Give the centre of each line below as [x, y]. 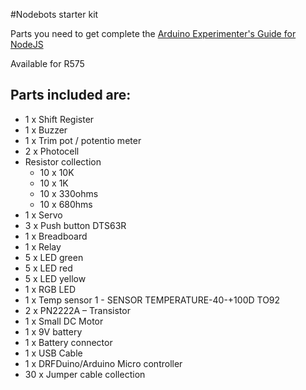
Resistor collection [63, 161]
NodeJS [27, 44]
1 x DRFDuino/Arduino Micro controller [103, 363]
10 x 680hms [66, 204]
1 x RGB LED [50, 289]
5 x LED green [54, 257]
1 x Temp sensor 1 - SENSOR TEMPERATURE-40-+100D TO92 [152, 300]
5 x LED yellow [55, 278]
